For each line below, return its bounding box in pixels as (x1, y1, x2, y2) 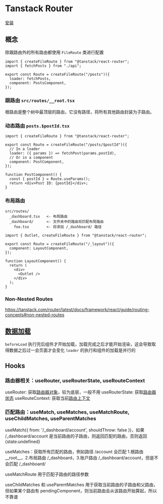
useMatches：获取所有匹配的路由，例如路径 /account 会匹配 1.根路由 (5, 448, 144, 455)
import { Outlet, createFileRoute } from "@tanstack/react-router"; (5, 233, 147, 238)
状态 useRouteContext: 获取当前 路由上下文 (5, 395, 91, 401)
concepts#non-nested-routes (5, 311, 65, 318)
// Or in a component (9, 155, 54, 160)
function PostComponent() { (5, 172, 62, 177)
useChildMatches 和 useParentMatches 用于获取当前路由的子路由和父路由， (5, 482, 158, 487)
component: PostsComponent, (9, 80, 67, 86)
